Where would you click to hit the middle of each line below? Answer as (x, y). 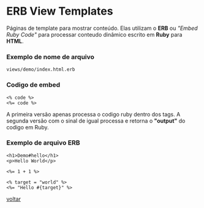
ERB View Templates (60, 11)
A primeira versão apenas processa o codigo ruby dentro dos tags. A (93, 114)
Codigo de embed (33, 85)
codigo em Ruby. (28, 127)
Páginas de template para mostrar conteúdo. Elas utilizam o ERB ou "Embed (102, 28)
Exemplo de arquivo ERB (43, 143)
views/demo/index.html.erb (41, 70)
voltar (14, 199)
